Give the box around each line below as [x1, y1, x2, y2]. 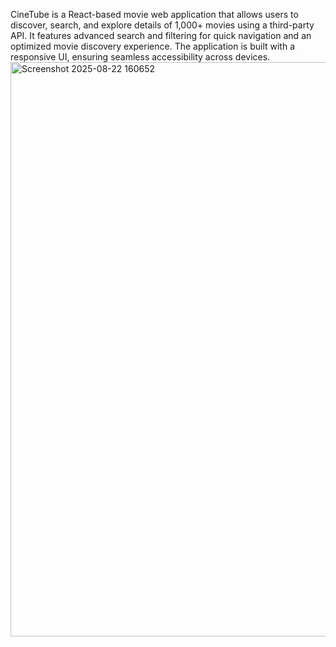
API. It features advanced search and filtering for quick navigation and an [10, 30, 312, 41]
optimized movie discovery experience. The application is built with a [10, 40, 295, 52]
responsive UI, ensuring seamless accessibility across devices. [10, 51, 271, 63]
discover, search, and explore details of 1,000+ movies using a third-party [10, 19, 315, 31]
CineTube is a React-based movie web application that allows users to [10, 9, 299, 20]
